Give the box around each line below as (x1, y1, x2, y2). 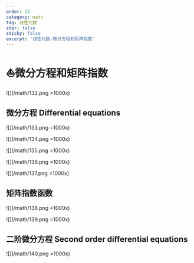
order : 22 (6, 8, 31, 15)
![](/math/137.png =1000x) (6, 169, 70, 177)
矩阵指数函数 (6, 188, 53, 198)
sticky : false (6, 31, 41, 37)
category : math (6, 14, 44, 20)
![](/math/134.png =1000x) (6, 135, 70, 142)
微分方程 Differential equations (6, 108, 121, 118)
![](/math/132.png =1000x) (6, 89, 70, 96)
